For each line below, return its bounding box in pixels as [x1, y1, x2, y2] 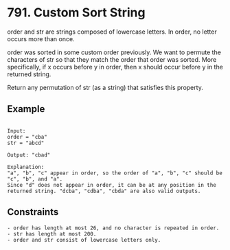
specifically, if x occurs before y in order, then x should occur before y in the [7, 62, 223, 71]
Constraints [7, 206, 59, 218]
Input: [7, 127, 26, 135]
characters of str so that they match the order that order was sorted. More [7, 55, 217, 63]
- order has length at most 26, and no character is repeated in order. [7, 225, 220, 231]
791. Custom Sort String [7, 5, 146, 21]
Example [7, 103, 45, 115]
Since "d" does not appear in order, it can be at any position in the [7, 181, 216, 188]
